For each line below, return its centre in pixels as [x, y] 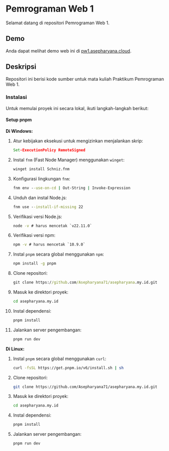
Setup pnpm [19, 120]
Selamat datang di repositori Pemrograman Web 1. [58, 23]
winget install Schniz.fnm [41, 169]
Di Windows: [19, 131]
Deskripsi [21, 67]
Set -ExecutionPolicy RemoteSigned [49, 150]
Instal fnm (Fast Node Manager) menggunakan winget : [69, 160]
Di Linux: [15, 348]
